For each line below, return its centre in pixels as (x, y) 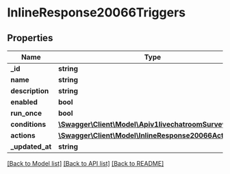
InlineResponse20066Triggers (97, 13)
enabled (24, 102)
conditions (28, 124)
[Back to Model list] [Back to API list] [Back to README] (86, 163)
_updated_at (31, 147)
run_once (26, 113)
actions (23, 135)
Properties (30, 38)
